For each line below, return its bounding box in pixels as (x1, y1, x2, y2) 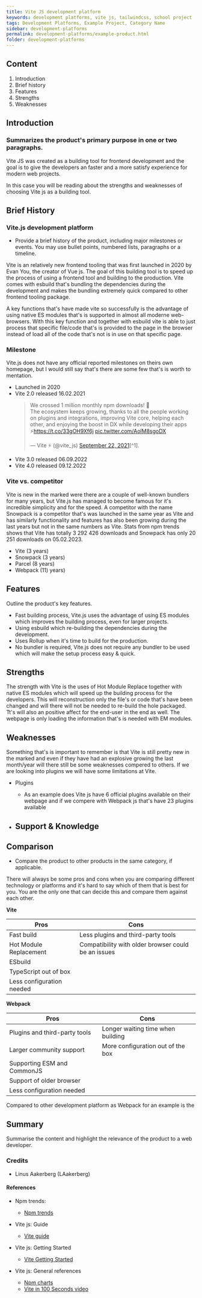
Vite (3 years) (14, 547, 49, 554)
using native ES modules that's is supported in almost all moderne (6, 311, 170, 319)
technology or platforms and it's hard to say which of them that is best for (6, 882, 189, 889)
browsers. (6, 318, 31, 325)
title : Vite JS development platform (6, 8, 101, 15)
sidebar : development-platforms (6, 25, 87, 32)
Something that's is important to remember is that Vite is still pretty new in (6, 748, 189, 756)
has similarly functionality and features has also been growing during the (6, 516, 186, 524)
